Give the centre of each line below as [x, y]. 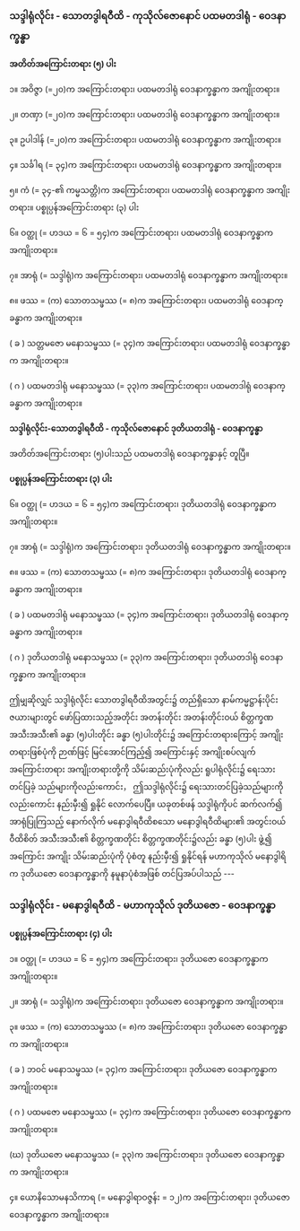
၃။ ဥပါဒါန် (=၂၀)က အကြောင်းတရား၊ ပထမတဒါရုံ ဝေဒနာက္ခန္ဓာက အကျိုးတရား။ [146, 140]
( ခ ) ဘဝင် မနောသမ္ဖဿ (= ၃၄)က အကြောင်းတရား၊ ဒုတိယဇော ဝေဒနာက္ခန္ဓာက [143, 1069]
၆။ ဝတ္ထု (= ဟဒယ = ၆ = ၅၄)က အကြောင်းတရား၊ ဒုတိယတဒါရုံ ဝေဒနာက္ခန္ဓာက [143, 504]
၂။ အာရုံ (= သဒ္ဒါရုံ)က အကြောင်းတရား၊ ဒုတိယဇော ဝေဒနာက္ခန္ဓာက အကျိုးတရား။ [146, 1001]
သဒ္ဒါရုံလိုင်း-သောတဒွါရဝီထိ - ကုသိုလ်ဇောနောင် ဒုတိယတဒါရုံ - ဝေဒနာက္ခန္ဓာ [136, 429]
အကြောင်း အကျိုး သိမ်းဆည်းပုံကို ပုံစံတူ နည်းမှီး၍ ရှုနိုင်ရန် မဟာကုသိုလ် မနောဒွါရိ [148, 856]
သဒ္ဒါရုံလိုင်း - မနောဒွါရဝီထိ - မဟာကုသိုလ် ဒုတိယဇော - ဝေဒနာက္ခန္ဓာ [142, 905]
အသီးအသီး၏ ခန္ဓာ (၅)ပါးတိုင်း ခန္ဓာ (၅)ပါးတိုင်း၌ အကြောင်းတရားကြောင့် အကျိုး [146, 735]
